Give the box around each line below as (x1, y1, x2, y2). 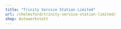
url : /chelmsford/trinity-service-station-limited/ (5, 12, 116, 17)
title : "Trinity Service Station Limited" (5, 7, 96, 12)
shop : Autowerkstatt (5, 16, 49, 21)
